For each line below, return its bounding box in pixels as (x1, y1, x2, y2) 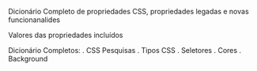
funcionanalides (8, 15, 61, 24)
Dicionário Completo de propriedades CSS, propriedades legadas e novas (8, 7, 249, 16)
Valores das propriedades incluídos (8, 31, 123, 39)
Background (8, 54, 48, 63)
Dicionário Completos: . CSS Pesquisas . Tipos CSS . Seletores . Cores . (8, 46, 242, 54)
